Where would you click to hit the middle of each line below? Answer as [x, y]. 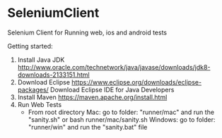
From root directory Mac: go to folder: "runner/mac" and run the [121, 112]
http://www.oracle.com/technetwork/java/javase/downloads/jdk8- [114, 67]
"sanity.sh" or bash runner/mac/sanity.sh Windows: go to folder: [122, 119]
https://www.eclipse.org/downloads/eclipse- [137, 82]
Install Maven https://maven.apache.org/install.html [92, 97]
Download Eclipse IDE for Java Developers [112, 89]
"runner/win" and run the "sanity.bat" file [88, 127]
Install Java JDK [41, 59]
